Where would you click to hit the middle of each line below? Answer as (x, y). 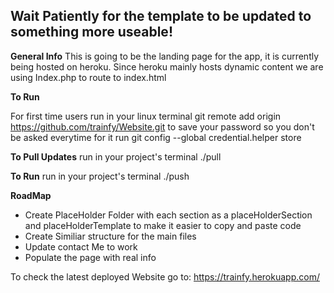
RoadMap (31, 195)
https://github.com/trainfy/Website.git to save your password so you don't (162, 126)
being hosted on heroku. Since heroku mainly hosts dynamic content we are (167, 66)
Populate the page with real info (90, 257)
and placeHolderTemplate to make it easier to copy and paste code (163, 225)
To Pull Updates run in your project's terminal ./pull (116, 156)
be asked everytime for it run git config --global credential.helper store (156, 137)
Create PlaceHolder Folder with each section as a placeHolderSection (168, 215)
